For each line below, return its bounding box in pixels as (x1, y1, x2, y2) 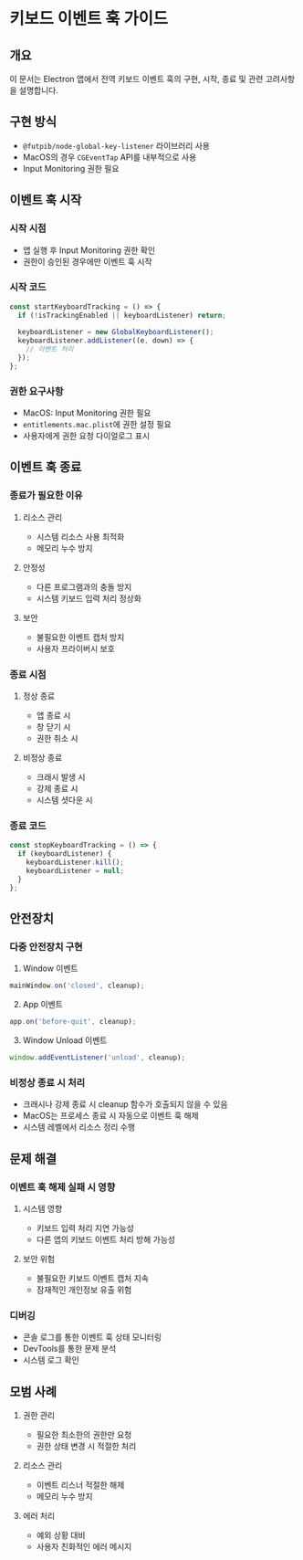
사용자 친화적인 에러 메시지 (36, 1541, 132, 1553)
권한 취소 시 (36, 733, 78, 744)
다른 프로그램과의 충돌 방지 (36, 581, 132, 592)
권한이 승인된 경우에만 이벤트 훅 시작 (22, 256, 152, 267)
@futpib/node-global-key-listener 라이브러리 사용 (22, 140, 210, 151)
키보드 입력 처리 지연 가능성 (36, 1222, 134, 1233)
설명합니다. (18, 85, 59, 96)
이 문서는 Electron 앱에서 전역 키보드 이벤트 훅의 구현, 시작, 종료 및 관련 (9, 74, 264, 84)
